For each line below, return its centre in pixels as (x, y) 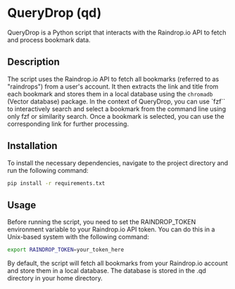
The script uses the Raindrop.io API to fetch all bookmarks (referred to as (113, 79)
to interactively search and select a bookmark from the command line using (117, 109)
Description (33, 62)
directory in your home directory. (55, 278)
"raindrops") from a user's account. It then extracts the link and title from (113, 86)
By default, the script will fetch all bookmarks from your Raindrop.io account (118, 263)
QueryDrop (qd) (55, 13)
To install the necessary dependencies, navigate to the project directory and (118, 162)
